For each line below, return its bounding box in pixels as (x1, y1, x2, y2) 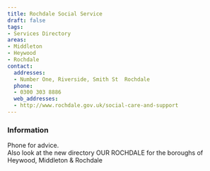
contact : (7, 63, 33, 70)
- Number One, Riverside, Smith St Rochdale (13, 75, 151, 83)
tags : (7, 23, 23, 30)
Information (7, 125, 49, 134)
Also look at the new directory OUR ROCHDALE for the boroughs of (7, 148, 204, 157)
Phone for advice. (7, 141, 59, 150)
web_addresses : (13, 96, 59, 103)
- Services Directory (7, 30, 71, 37)
